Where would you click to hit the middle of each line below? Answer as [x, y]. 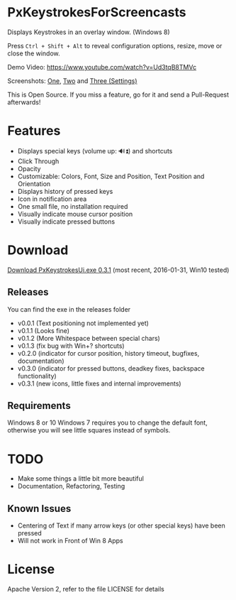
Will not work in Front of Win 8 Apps [70, 541]
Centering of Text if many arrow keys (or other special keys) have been [121, 525]
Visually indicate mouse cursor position [75, 214]
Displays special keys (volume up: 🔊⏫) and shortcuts [95, 151]
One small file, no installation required [73, 206]
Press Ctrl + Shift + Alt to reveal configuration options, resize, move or [115, 45]
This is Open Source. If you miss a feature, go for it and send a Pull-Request [118, 94]
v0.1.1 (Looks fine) [43, 330]
